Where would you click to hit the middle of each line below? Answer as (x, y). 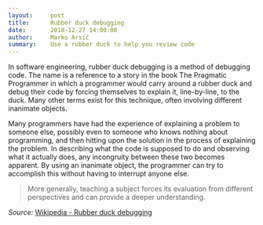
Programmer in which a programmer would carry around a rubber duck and (130, 84)
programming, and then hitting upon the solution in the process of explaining (132, 140)
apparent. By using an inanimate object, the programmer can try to (116, 165)
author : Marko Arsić (49, 37)
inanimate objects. (38, 109)
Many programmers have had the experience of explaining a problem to (124, 124)
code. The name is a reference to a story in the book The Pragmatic (118, 75)
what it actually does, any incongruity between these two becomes (117, 157)
